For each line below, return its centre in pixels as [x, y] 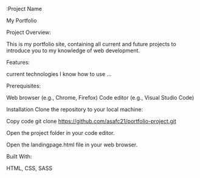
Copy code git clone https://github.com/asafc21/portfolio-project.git [91, 121]
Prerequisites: [24, 86]
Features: [18, 62]
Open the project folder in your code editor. [60, 133]
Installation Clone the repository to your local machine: [75, 109]
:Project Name [24, 9]
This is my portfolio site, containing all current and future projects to [91, 44]
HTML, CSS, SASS [29, 168]
